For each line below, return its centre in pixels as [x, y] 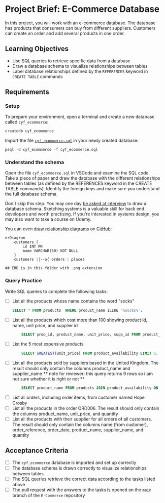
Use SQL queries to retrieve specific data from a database [71, 61]
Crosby [20, 403]
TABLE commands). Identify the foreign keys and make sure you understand [82, 189]
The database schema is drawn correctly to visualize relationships [79, 468]
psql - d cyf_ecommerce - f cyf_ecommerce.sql [51, 150]
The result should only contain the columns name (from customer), [80, 424]
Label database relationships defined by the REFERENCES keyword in [80, 71]
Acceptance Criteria [37, 451]
